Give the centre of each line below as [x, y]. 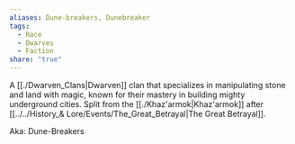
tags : [19, 26]
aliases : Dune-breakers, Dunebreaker [80, 18]
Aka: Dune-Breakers [47, 131]
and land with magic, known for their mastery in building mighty [127, 94]
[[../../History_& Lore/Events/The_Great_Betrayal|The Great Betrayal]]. [138, 114]
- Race [30, 34]
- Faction [36, 51]
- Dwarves [36, 43]
